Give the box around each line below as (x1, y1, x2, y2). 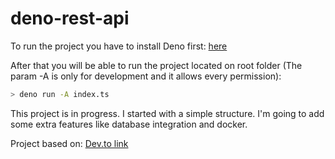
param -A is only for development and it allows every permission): (10, 70, 282, 82)
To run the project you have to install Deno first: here (10, 40, 228, 52)
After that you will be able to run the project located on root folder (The (10, 59, 303, 71)
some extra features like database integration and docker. (10, 118, 248, 130)
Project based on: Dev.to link (10, 137, 129, 149)
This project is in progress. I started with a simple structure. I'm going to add (10, 107, 325, 119)
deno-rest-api (10, 7, 130, 30)
